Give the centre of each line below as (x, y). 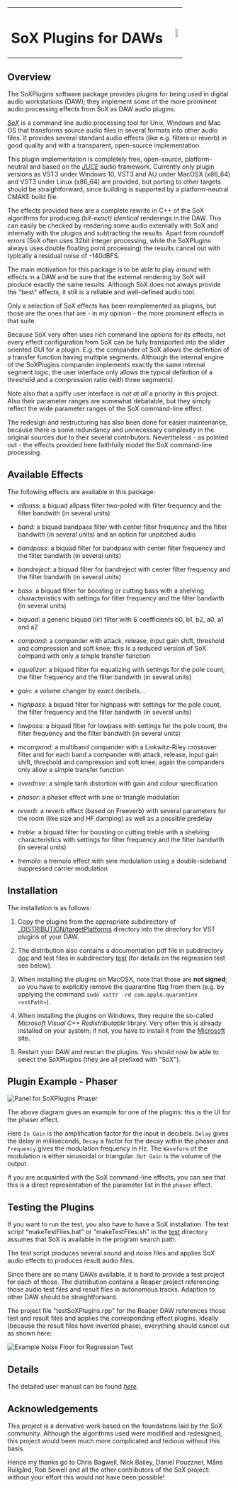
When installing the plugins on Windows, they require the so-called (115, 1015)
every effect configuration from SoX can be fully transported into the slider (116, 342)
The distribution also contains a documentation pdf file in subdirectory (120, 950)
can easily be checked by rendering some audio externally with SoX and (113, 225)
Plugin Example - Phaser (63, 1081)
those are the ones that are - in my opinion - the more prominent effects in (116, 313)
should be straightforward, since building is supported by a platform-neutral (118, 189)
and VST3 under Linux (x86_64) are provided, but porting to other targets (114, 182)
